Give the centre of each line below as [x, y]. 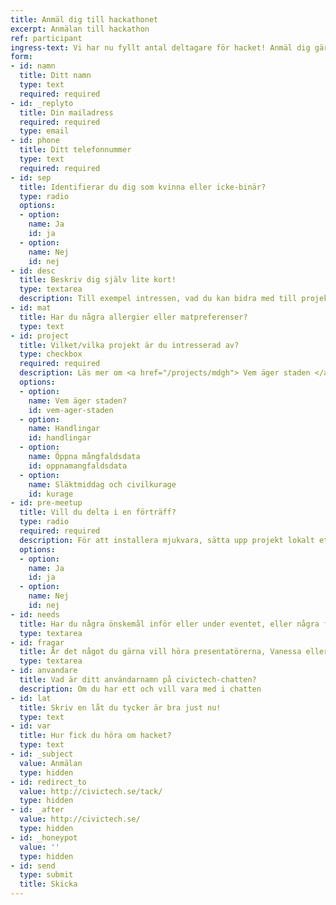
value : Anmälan [51, 763]
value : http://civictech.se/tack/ [91, 791]
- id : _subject [42, 754]
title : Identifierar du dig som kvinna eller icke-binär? [143, 187]
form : [21, 57]
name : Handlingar [64, 429]
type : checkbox [51, 354]
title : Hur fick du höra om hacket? [95, 736]
